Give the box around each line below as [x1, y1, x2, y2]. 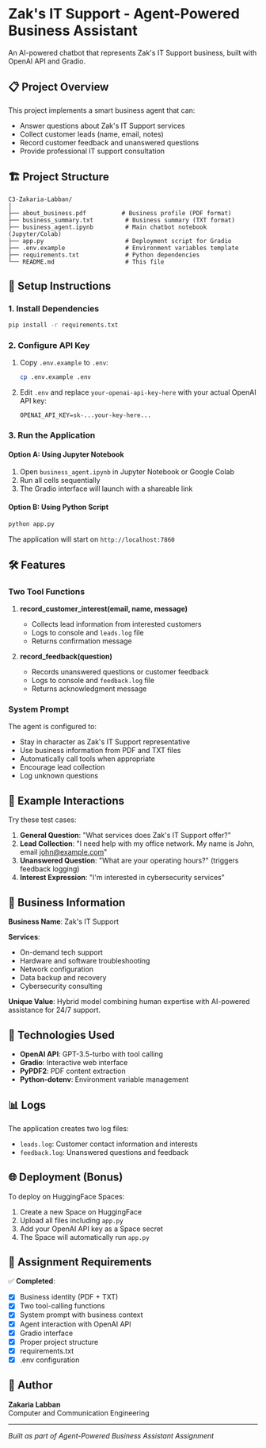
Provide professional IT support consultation [19, 146, 165, 156]
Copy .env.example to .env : [19, 358, 108, 368]
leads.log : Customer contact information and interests [19, 1139, 198, 1149]
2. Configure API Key [8, 340, 90, 351]
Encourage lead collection [19, 763, 105, 772]
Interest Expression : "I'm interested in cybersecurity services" [19, 873, 226, 882]
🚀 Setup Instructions [8, 279, 112, 292]
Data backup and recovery [19, 973, 107, 983]
